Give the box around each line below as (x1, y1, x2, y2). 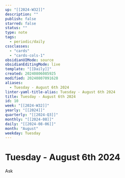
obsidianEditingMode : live (5, 62, 61, 67)
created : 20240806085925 (5, 71, 56, 76)
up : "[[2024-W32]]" (5, 7, 45, 12)
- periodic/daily (9, 39, 45, 44)
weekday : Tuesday (5, 131, 41, 136)
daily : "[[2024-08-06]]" (5, 121, 56, 126)
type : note (5, 30, 28, 35)
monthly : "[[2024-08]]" (5, 117, 54, 122)
